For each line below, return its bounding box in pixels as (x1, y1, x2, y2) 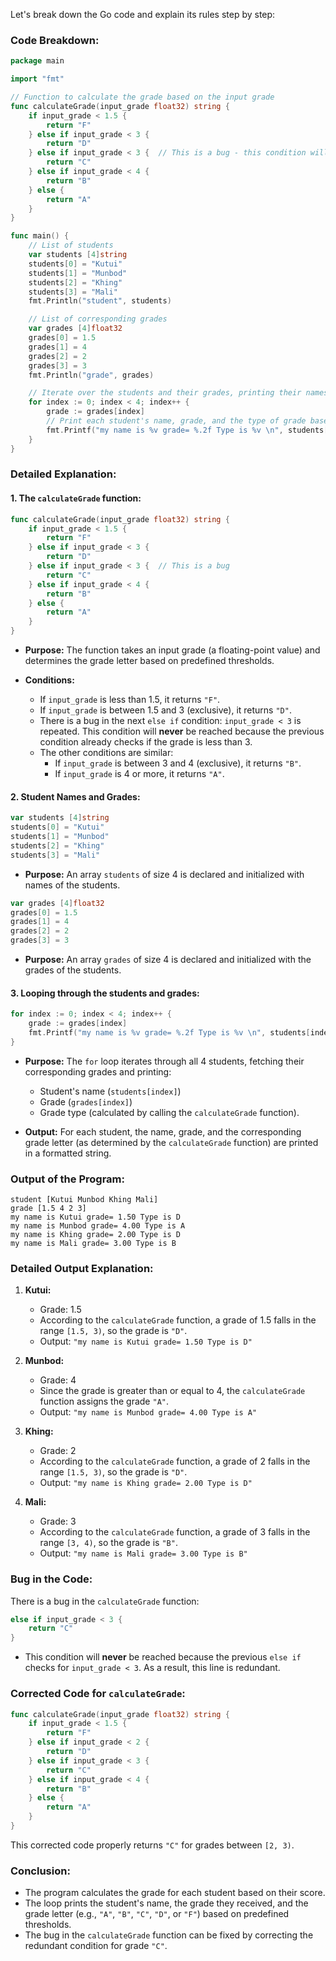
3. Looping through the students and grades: (10, 987, 200, 999)
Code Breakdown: (10, 33, 100, 47)
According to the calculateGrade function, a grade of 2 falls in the (39, 1455, 311, 1468)
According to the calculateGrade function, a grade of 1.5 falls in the (39, 1314, 317, 1326)
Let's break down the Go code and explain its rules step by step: (10, 9, 276, 20)
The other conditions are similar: (39, 747, 174, 759)
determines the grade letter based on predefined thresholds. (24, 655, 275, 667)
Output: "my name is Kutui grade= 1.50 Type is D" (39, 1335, 253, 1348)
